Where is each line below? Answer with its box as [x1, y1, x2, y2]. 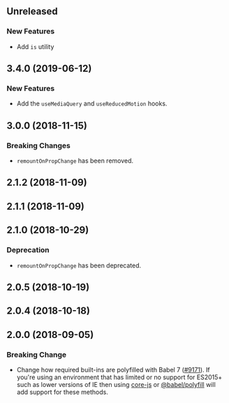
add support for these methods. [16, 388, 109, 396]
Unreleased [6, 6, 59, 17]
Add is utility [16, 42, 54, 51]
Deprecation [6, 245, 50, 255]
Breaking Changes [6, 140, 71, 150]
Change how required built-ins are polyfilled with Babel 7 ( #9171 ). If [16, 366, 210, 374]
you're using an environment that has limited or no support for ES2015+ [16, 373, 223, 381]
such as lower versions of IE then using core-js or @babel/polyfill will [16, 381, 216, 388]
